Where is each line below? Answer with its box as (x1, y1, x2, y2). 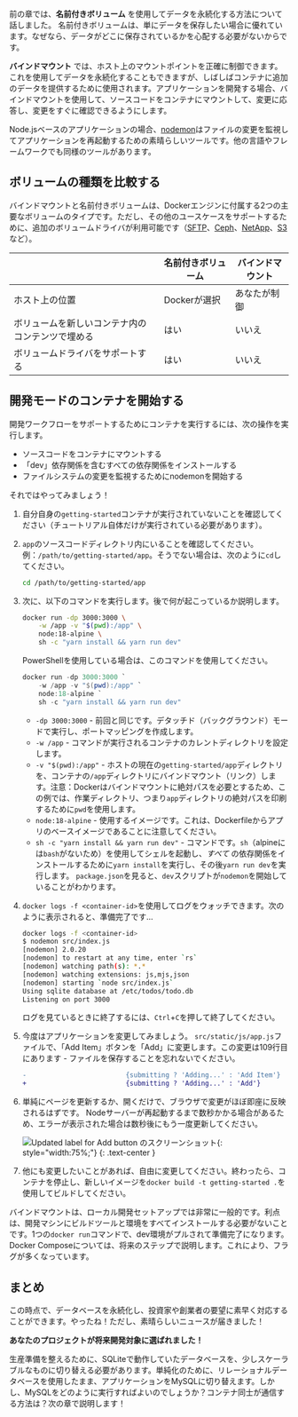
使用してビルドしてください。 (21, 1188, 131, 1199)
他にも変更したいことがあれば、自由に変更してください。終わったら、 (21, 1166, 278, 1176)
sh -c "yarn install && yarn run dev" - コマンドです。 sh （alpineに (35, 836, 286, 847)
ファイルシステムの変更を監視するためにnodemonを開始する (21, 471, 244, 481)
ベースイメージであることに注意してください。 (51, 826, 222, 836)
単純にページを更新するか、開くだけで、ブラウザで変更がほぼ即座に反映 (21, 1096, 286, 1107)
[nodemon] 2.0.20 (21, 946, 87, 954)
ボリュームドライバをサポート (13, 346, 138, 359)
